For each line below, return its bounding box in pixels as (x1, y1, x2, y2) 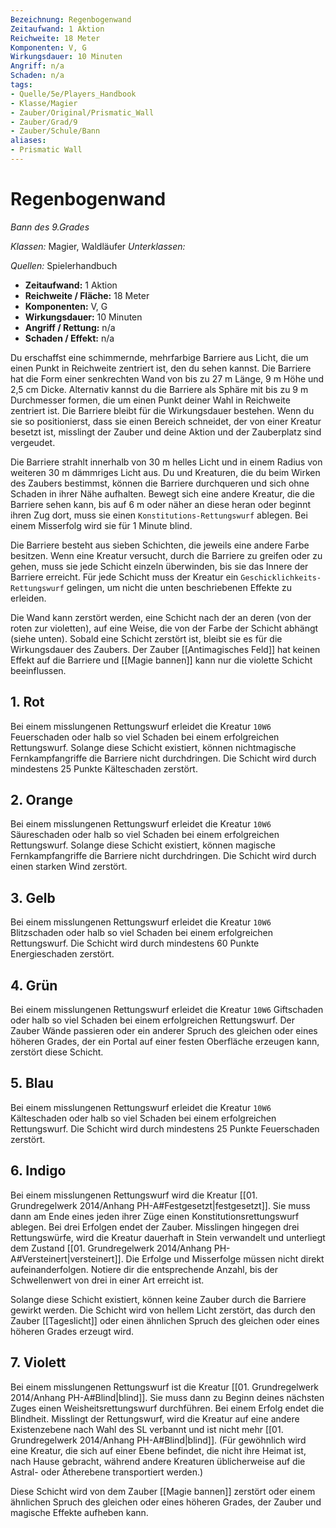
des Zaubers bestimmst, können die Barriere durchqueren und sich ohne (10, 477, 310, 489)
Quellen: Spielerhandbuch (10, 259, 118, 271)
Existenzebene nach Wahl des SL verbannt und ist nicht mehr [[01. (10, 1423, 284, 1435)
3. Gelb (10, 889, 56, 906)
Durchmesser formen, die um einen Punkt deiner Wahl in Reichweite (10, 394, 291, 406)
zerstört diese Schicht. (10, 1046, 104, 1058)
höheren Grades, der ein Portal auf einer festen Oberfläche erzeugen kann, (10, 1036, 320, 1048)
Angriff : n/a (10, 61, 65, 71)
